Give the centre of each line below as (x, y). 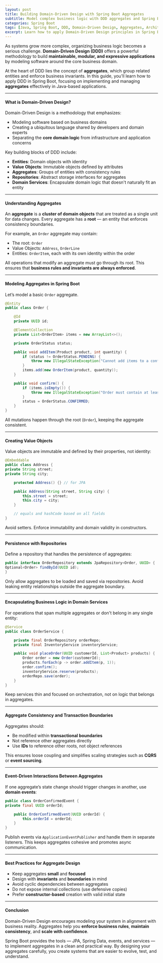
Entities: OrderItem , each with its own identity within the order (73, 254)
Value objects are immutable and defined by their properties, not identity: (78, 451)
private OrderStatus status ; (43, 343)
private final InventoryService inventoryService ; (66, 645)
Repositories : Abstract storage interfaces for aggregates (69, 177)
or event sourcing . (24, 760)
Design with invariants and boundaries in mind (59, 879)
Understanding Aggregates (33, 203)
